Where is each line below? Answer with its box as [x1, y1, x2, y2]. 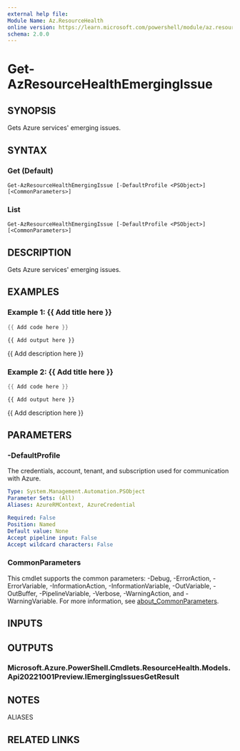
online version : [7, 24, 56, 31]
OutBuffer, [7, 589, 38, 598]
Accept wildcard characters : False [7, 540, 114, 548]
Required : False [7, 515, 56, 522]
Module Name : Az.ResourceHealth [7, 17, 104, 24]
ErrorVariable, [7, 581, 49, 590]
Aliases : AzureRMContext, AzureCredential [7, 501, 136, 509]
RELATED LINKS [7, 733, 80, 746]
